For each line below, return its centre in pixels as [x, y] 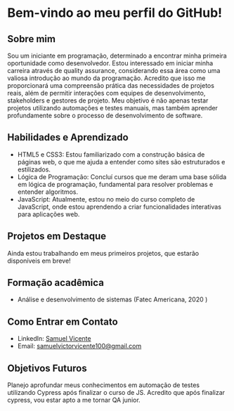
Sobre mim [32, 39]
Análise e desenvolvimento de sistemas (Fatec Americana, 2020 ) [112, 299]
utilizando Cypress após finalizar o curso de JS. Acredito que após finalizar [116, 393]
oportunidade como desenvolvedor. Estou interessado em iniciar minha [110, 63]
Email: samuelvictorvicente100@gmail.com [79, 346]
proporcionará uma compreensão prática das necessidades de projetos [111, 85]
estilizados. [34, 169]
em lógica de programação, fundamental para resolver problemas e [115, 184]
